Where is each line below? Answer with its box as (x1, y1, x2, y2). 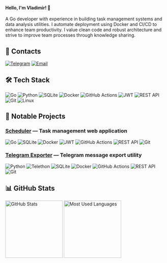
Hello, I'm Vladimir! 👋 (5, 5, 51, 11)
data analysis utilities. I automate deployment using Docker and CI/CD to (5, 21, 157, 28)
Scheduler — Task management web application (5, 127, 127, 135)
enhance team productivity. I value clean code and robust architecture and (5, 27, 162, 33)
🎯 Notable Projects (5, 112, 66, 121)
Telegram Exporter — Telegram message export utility (5, 151, 142, 159)
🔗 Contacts (5, 47, 41, 56)
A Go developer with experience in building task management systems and (5, 16, 162, 22)
